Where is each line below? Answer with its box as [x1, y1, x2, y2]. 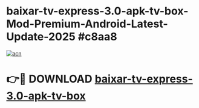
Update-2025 [6, 30, 76, 43]
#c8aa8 [77, 30, 118, 43]
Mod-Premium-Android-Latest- [6, 17, 168, 31]
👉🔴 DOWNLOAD [6, 72, 93, 86]
